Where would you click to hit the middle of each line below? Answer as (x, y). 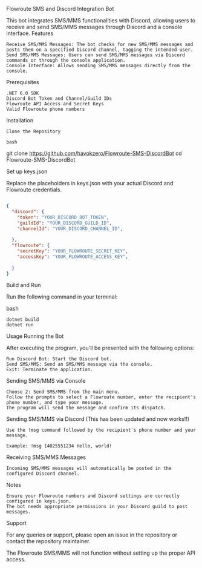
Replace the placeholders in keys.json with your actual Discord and (90, 183)
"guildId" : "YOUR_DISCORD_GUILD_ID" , (65, 223)
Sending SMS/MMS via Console (46, 381)
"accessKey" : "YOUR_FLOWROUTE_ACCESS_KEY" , (73, 257)
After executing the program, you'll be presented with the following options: (100, 348)
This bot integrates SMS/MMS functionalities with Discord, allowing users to (101, 20)
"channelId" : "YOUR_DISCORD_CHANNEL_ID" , (70, 229)
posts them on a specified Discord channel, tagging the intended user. (100, 50)
